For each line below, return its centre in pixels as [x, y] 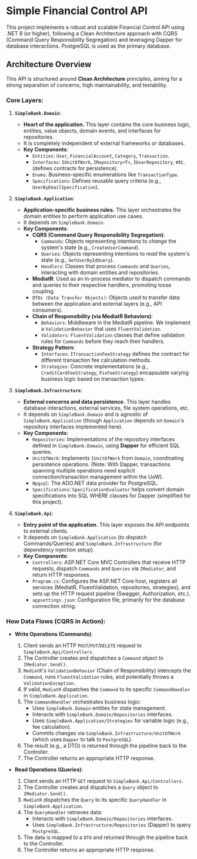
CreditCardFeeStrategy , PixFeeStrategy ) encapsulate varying [115, 373]
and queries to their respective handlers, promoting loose [102, 285]
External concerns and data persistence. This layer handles [97, 402]
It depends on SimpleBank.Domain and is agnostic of [86, 414]
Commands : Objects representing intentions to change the [108, 241]
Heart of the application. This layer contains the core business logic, [107, 124]
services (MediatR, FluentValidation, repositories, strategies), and [111, 587]
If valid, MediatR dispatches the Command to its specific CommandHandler [107, 689]
